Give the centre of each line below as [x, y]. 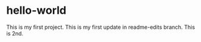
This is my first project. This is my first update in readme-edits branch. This [101, 27]
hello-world [37, 10]
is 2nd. [15, 33]
